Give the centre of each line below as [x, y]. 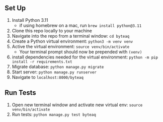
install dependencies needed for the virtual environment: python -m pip [85, 57]
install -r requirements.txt [42, 61]
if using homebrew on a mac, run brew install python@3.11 [81, 25]
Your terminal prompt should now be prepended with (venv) [81, 52]
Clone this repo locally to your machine [52, 30]
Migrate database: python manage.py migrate [58, 66]
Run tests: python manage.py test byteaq [54, 114]
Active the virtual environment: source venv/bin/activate [71, 46]
